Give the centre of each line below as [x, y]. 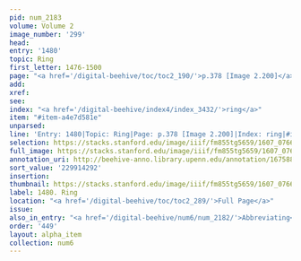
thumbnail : [30, 185]
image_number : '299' [48, 34]
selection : [30, 143]
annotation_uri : [39, 159]
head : [19, 43]
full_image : [31, 151]
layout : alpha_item [46, 234]
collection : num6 [42, 243]
